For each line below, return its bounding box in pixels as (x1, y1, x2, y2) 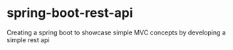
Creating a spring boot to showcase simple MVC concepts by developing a (6, 28, 226, 37)
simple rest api (6, 35, 51, 44)
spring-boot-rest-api (6, 5, 133, 21)
